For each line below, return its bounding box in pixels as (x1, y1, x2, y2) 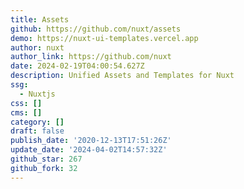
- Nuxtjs (19, 89, 56, 99)
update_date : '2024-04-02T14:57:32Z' (10, 145, 168, 155)
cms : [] (10, 107, 43, 118)
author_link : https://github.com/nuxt (10, 52, 172, 62)
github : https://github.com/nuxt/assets (10, 24, 182, 34)
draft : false (10, 126, 65, 136)
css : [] (10, 98, 43, 108)
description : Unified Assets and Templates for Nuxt (10, 71, 235, 81)
